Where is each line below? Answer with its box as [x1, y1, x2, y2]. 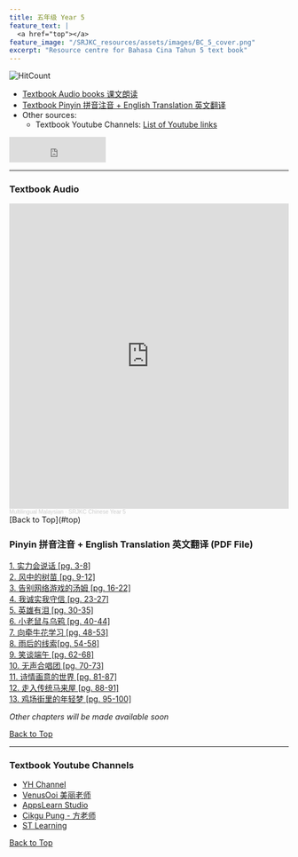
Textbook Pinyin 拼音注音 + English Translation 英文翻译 [21, 99, 226, 111]
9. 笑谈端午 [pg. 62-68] [9, 649, 95, 660]
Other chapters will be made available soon [9, 711, 169, 722]
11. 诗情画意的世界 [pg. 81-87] [9, 671, 118, 682]
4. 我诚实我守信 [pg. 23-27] [9, 593, 109, 604]
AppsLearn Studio [21, 800, 89, 811]
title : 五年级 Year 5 [9, 12, 85, 22]
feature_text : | [9, 21, 69, 30]
